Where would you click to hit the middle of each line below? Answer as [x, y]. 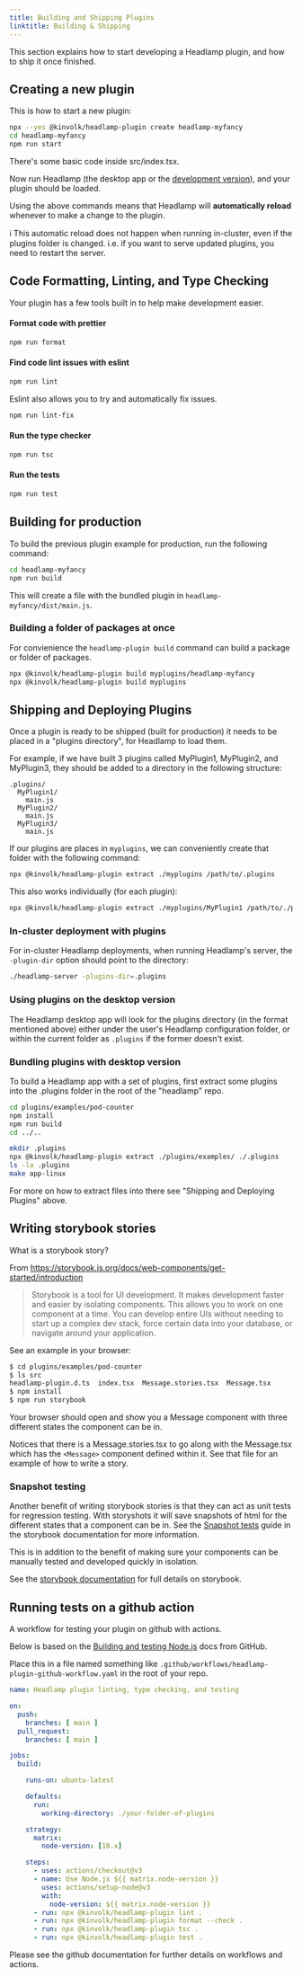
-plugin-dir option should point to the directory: [99, 960]
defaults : [44, 1797]
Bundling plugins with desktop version [95, 1061]
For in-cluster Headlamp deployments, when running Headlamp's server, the [151, 951]
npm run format [38, 342]
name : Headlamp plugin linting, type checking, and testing [124, 1690]
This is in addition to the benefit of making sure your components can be [144, 1552]
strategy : [44, 1830]
